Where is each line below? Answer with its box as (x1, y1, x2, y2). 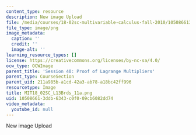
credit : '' (11, 41, 38, 47)
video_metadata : (6, 101, 45, 107)
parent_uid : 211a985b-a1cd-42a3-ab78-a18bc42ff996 (6, 79, 132, 85)
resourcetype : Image (6, 85, 57, 91)
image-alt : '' (11, 47, 45, 53)
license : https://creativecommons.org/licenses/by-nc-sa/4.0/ (6, 57, 160, 63)
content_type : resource (6, 8, 64, 15)
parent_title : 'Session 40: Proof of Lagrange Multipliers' (6, 68, 156, 74)
